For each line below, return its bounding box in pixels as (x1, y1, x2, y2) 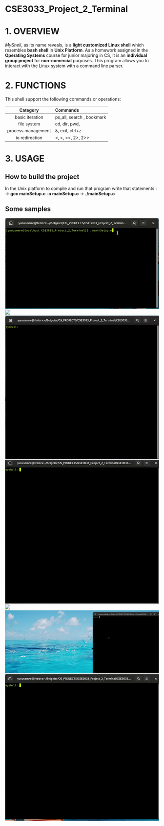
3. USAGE (5, 153, 45, 165)
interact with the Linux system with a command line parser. (5, 63, 123, 69)
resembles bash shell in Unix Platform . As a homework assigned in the (5, 47, 148, 53)
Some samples (5, 205, 51, 213)
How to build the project (5, 172, 80, 181)
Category (19, 107, 39, 113)
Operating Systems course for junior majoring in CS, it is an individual (5, 52, 147, 58)
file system (18, 121, 41, 127)
